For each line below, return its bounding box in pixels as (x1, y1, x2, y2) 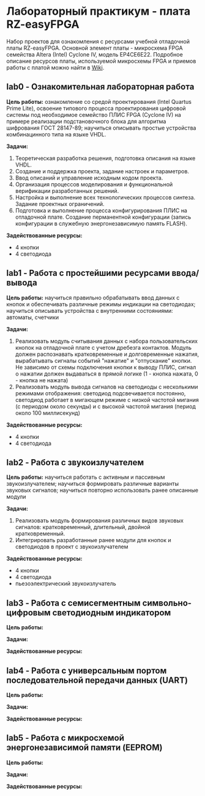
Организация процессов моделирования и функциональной (15, 180, 173, 188)
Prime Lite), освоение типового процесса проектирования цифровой (6, 104, 186, 112)
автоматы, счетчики (6, 313, 59, 321)
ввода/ (171, 268, 199, 278)
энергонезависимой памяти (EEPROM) (6, 743, 163, 753)
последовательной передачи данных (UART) (6, 675, 188, 685)
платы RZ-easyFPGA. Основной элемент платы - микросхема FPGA (6, 44, 183, 52)
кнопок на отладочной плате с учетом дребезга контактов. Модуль (15, 344, 192, 351)
